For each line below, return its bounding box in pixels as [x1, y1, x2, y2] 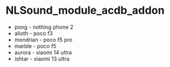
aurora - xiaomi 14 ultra [14, 48, 72, 56]
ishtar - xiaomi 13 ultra [14, 55, 70, 62]
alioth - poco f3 [14, 29, 53, 36]
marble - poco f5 [14, 42, 56, 50]
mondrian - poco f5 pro [14, 36, 73, 43]
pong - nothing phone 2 [14, 23, 73, 31]
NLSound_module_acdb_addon [5, 4, 165, 17]
